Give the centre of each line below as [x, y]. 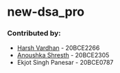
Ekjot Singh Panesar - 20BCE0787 [65, 63]
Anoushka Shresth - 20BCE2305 [63, 55]
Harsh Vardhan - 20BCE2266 [58, 48]
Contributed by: [34, 33]
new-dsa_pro [46, 12]
